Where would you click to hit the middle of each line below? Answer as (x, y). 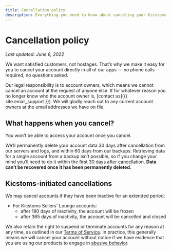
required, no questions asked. (37, 75)
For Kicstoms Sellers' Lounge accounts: (55, 206)
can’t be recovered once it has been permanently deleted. (69, 167)
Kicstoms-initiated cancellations (59, 184)
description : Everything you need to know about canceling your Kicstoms (86, 15)
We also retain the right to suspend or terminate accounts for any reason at (85, 227)
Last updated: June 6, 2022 (35, 54)
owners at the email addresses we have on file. (55, 107)
